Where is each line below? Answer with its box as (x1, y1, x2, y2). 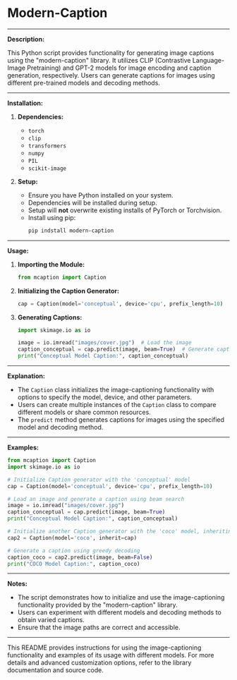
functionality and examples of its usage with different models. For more (7, 651, 214, 660)
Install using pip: (28, 213, 76, 221)
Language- (192, 56, 224, 64)
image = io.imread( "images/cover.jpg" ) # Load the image (17, 339, 192, 346)
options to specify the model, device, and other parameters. (17, 393, 193, 401)
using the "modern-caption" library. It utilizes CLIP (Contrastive (7, 56, 191, 64)
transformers (28, 142, 67, 150)
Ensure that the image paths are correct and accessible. (17, 623, 181, 632)
